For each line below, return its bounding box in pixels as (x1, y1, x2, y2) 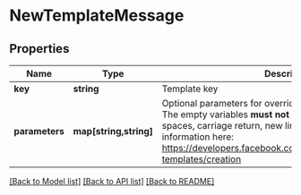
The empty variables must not (161, 108, 289, 121)
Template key (161, 82, 219, 95)
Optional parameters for (161, 97, 262, 109)
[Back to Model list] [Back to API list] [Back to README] (9, 176, 215, 186)
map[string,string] (73, 125, 154, 137)
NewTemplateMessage (9, 5, 185, 26)
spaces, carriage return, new (161, 120, 283, 131)
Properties (9, 41, 70, 56)
